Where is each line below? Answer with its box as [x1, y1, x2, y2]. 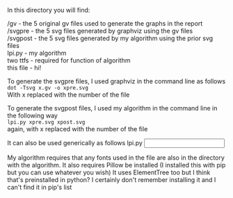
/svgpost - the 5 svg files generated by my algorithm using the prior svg [7, 34, 214, 42]
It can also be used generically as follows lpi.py [7, 139, 143, 147]
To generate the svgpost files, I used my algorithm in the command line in [7, 104, 218, 112]
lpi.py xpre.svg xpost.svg [7, 119, 86, 126]
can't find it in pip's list [7, 183, 72, 191]
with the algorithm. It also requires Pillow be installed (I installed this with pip [7, 161, 226, 169]
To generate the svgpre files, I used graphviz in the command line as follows [7, 77, 226, 85]
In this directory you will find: [7, 6, 90, 14]
